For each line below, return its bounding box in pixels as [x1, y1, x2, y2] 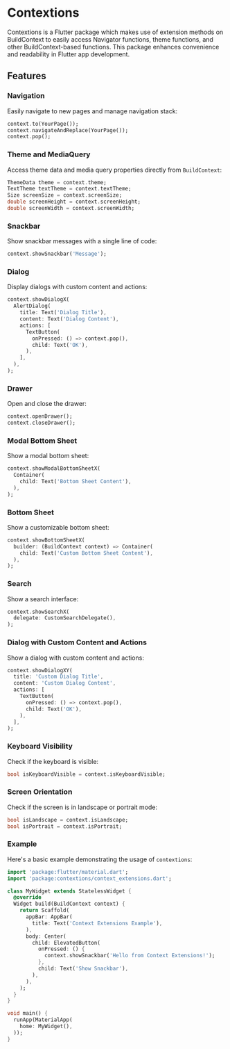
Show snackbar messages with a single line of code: [7, 237, 157, 245]
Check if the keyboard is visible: [7, 757, 99, 765]
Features [7, 70, 46, 82]
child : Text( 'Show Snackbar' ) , [37, 965, 129, 973]
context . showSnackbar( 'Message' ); [7, 250, 107, 258]
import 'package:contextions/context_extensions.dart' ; [7, 875, 172, 882]
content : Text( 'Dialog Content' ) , [19, 316, 119, 323]
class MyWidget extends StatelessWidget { [7, 888, 132, 895]
